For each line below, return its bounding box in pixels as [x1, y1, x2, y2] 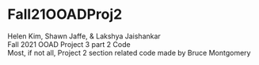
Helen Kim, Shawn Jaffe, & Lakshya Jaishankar [7, 31, 162, 41]
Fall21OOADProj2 [7, 5, 123, 23]
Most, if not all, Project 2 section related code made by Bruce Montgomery [7, 48, 251, 57]
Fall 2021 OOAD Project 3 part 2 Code [7, 39, 131, 49]
